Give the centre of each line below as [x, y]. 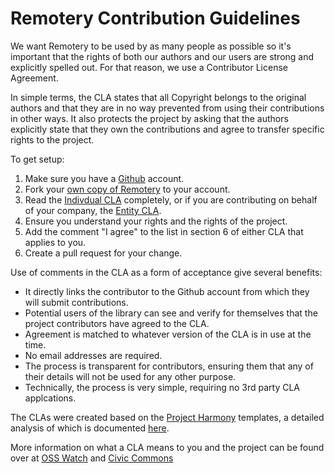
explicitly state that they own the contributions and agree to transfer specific [167, 129]
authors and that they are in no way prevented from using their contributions [167, 108]
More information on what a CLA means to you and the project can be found [167, 447]
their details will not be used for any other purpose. [130, 376]
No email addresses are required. [93, 355]
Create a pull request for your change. [103, 253]
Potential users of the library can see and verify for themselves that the [171, 313]
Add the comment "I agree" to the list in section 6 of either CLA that [164, 231]
